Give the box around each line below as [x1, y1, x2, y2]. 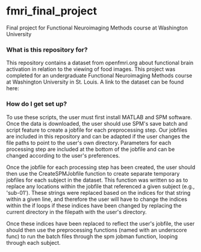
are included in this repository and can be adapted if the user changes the [6, 132, 190, 140]
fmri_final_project [6, 4, 97, 18]
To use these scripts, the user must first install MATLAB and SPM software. [6, 113, 193, 121]
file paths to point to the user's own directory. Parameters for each [6, 139, 172, 146]
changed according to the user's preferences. [6, 152, 120, 159]
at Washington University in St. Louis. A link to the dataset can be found [6, 78, 184, 85]
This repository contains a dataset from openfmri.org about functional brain [6, 59, 194, 67]
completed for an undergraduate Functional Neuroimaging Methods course [6, 72, 193, 79]
